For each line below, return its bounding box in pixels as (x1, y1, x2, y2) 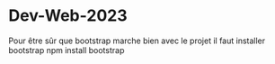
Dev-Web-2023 (8, 5, 128, 26)
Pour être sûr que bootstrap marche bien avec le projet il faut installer (8, 35, 266, 46)
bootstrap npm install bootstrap (8, 44, 125, 55)
